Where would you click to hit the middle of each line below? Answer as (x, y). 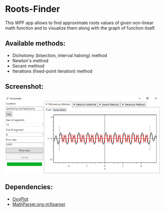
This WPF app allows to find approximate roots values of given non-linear (79, 23)
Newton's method (30, 61)
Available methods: (35, 44)
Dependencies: (29, 187)
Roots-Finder (33, 9)
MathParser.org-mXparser (39, 204)
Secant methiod (28, 66)
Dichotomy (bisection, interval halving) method (59, 55)
